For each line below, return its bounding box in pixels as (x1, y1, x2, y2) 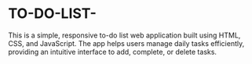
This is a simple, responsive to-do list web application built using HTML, (8, 30, 241, 40)
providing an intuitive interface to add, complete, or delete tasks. (8, 47, 217, 56)
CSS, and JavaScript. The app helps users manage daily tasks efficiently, (8, 38, 245, 48)
